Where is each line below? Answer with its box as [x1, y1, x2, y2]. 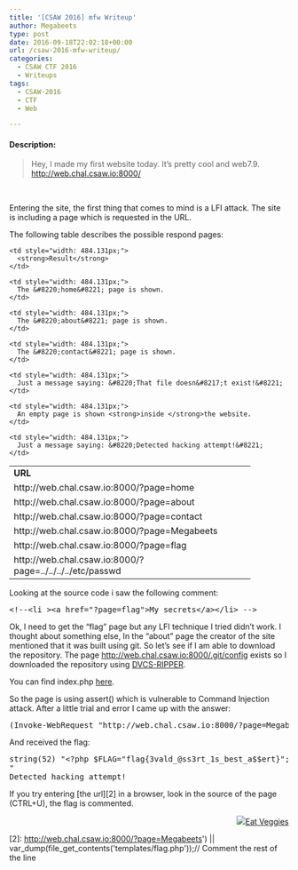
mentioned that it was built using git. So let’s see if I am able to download [9, 641, 276, 651]
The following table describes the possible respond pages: [9, 229, 223, 240]
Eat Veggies [245, 817, 289, 827]
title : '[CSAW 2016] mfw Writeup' [9, 12, 137, 22]
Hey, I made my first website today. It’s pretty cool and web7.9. [30, 159, 260, 170]
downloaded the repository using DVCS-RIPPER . [9, 659, 186, 670]
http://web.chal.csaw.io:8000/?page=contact [13, 510, 203, 523]
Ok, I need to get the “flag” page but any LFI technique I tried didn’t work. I [9, 621, 282, 632]
